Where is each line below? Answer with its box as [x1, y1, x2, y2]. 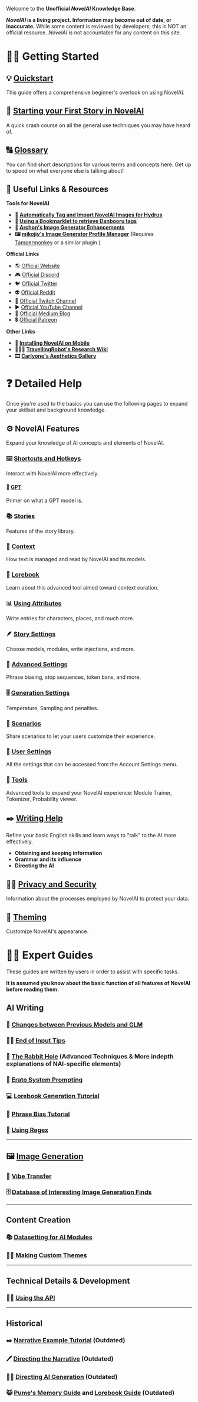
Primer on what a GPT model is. [6, 497, 83, 504]
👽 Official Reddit [14, 289, 55, 296]
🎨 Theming [6, 912, 47, 922]
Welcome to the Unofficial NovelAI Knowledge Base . [6, 5, 136, 12]
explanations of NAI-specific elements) [6, 1060, 121, 1068]
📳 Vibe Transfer [6, 1172, 52, 1180]
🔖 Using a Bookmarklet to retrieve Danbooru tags [14, 218, 137, 225]
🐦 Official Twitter [14, 280, 58, 287]
